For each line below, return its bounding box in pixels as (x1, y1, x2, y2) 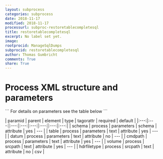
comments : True (5, 57, 36, 62)
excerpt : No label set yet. (5, 34, 62, 39)
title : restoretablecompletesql (5, 30, 71, 34)
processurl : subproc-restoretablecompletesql (5, 25, 99, 30)
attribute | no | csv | (5, 149, 45, 155)
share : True (5, 61, 29, 66)
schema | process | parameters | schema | (72, 123, 157, 129)
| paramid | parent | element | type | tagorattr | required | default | (5, 118, 136, 124)
